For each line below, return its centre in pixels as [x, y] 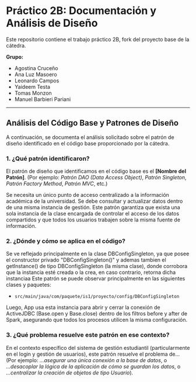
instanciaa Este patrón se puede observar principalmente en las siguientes [96, 279]
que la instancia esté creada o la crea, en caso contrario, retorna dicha [91, 272]
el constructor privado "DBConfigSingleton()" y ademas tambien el [86, 260]
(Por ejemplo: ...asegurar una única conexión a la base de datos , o [87, 360]
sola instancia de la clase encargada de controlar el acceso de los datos [93, 214]
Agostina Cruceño [36, 68]
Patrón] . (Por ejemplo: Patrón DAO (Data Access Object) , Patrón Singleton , [96, 178]
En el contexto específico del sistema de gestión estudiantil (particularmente [98, 348]
